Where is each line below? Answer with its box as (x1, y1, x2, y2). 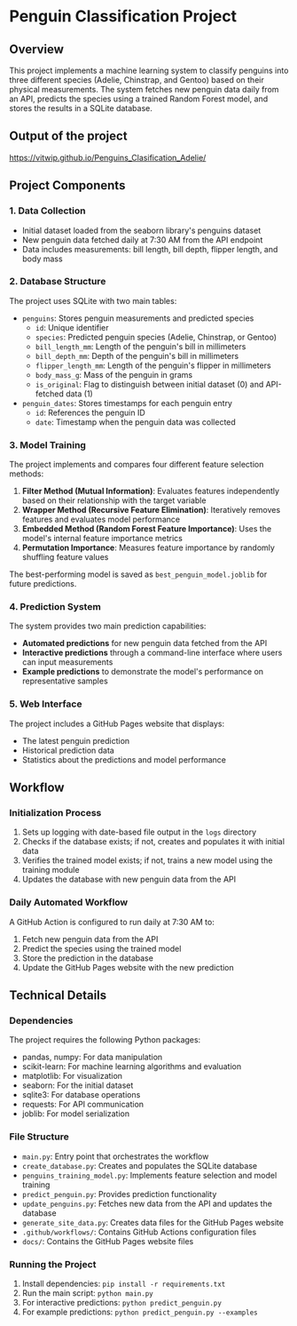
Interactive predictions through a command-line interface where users (21, 647, 283, 659)
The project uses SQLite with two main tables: (9, 295, 177, 306)
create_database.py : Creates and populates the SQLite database (21, 1160, 258, 1170)
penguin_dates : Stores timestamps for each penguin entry (21, 397, 233, 408)
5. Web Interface (9, 698, 82, 710)
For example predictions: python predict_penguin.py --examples (21, 1306, 259, 1317)
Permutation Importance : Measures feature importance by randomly (21, 542, 275, 553)
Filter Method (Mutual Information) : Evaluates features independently (21, 486, 280, 497)
